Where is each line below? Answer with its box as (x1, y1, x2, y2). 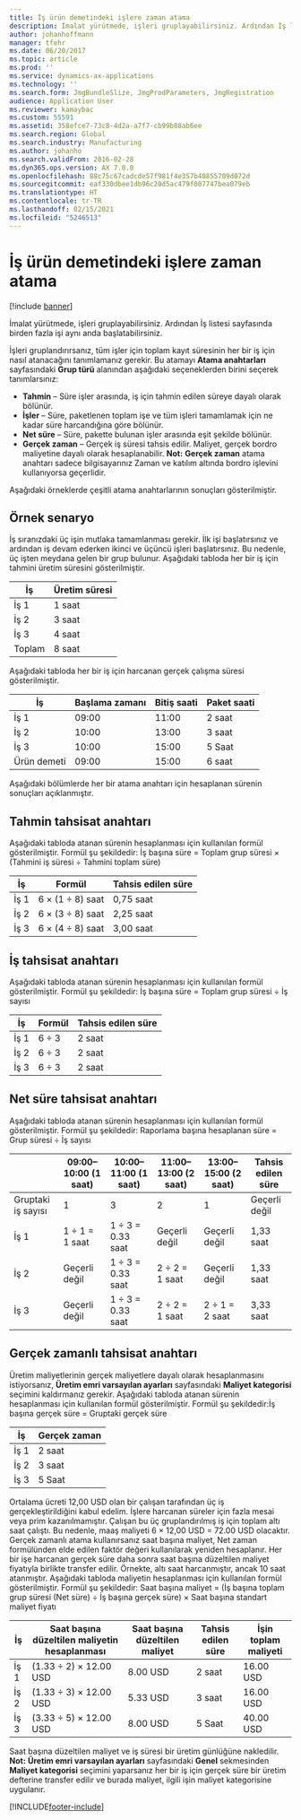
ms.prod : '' (9, 64, 54, 73)
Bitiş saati (155, 697, 199, 709)
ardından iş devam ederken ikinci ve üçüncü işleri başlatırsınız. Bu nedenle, (9, 543, 287, 554)
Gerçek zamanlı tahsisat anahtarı (9, 1346, 198, 1361)
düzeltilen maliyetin (32, 1634, 119, 1646)
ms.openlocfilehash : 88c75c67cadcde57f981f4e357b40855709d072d (9, 171, 251, 180)
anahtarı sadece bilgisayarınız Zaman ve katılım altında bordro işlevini (21, 457, 279, 468)
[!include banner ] (9, 300, 73, 311)
